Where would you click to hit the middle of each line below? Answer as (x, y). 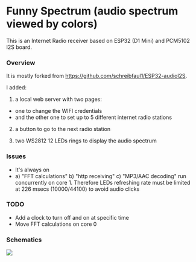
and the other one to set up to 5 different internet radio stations (93, 117)
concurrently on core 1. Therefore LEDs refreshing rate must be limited (103, 182)
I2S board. (19, 47)
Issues (16, 156)
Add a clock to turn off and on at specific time (72, 217)
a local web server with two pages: (58, 99)
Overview (21, 63)
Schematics (24, 240)
